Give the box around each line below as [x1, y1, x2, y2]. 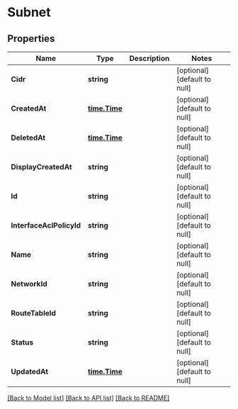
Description [129, 54, 170, 63]
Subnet [7, 4, 51, 21]
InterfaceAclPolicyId [11, 220, 81, 230]
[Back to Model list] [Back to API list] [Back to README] [7, 394, 170, 402]
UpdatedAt [11, 366, 48, 376]
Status [11, 337, 34, 347]
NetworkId [11, 279, 47, 288]
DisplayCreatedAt [11, 162, 72, 172]
